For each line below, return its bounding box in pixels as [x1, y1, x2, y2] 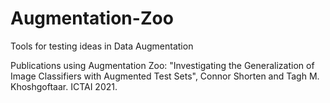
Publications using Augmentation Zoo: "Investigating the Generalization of [10, 59, 315, 71]
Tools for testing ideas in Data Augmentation [10, 40, 194, 52]
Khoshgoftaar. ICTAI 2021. [10, 80, 118, 92]
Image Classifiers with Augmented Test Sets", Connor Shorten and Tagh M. [10, 70, 320, 82]
